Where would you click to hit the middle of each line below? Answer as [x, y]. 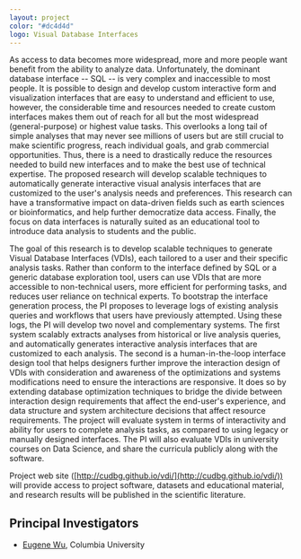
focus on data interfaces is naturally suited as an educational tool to [135, 222]
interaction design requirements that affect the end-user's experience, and [147, 401]
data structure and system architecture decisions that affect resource [138, 411]
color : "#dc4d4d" [42, 26]
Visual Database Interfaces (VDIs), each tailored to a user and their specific [149, 258]
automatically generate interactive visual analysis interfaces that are [135, 184]
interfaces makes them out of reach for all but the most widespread [134, 117]
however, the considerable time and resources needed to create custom [142, 108]
